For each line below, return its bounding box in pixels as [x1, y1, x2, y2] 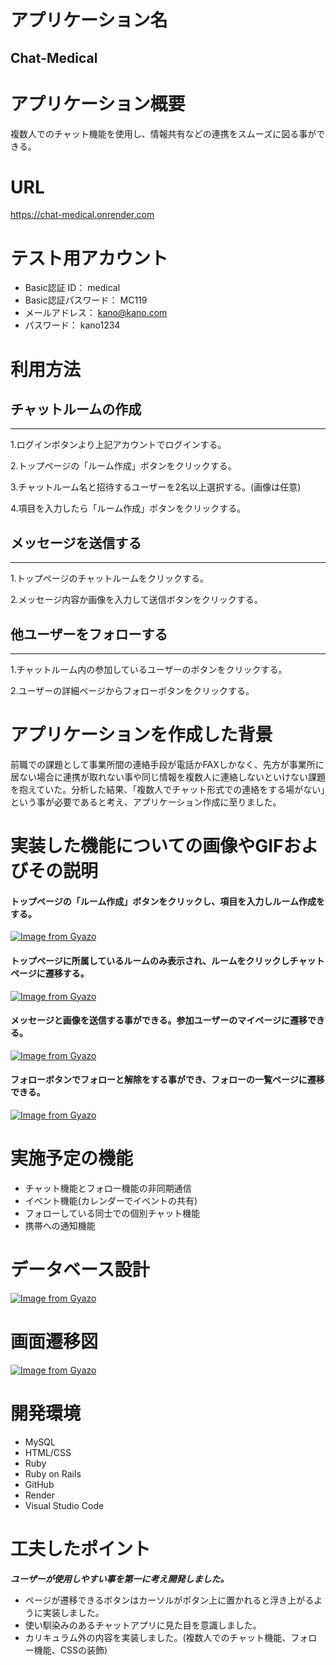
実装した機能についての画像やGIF [10, 835, 284, 858]
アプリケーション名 [10, 9, 168, 32]
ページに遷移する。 [10, 967, 90, 979]
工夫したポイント [10, 1537, 152, 1560]
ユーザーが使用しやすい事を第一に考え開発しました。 [10, 1572, 230, 1585]
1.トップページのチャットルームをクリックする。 [10, 572, 209, 585]
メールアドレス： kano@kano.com [24, 307, 168, 319]
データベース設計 [10, 1259, 150, 1281]
